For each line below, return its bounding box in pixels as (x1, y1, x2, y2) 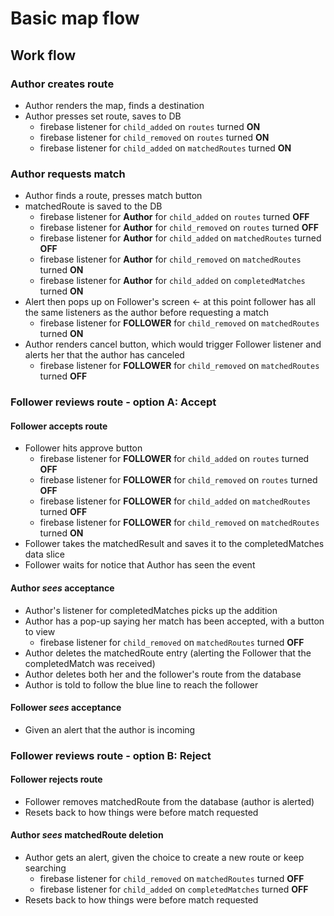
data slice (24, 548, 66, 561)
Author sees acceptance (10, 582, 115, 594)
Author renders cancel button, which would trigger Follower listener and (24, 338, 322, 351)
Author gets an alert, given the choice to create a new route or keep (24, 852, 305, 864)
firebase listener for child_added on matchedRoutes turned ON (39, 142, 292, 154)
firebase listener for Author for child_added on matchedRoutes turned (39, 232, 322, 244)
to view (24, 625, 56, 637)
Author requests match (10, 167, 126, 181)
